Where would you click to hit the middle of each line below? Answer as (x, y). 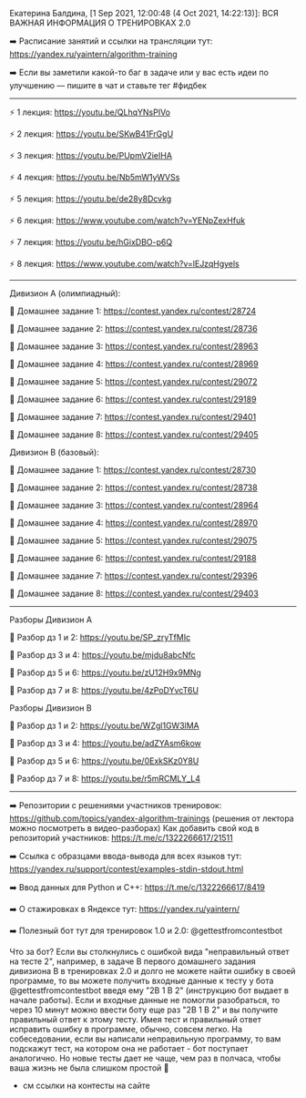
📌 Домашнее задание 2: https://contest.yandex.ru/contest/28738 (133, 487)
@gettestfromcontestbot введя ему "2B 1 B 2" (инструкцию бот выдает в (149, 990)
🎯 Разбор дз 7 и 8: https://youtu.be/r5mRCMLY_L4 (105, 779)
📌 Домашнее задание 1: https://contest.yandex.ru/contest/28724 (133, 311)
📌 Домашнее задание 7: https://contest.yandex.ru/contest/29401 (133, 417)
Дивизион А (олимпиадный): (65, 293)
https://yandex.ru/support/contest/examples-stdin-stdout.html (127, 869)
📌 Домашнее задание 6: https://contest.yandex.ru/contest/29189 (133, 399)
